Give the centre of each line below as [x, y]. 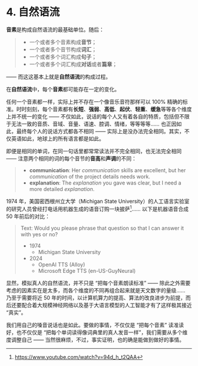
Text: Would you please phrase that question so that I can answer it [102, 228]
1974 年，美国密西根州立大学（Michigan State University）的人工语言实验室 [98, 201]
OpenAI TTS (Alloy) [62, 264]
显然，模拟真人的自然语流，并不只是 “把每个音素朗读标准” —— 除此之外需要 [98, 283]
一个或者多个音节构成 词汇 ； [63, 49]
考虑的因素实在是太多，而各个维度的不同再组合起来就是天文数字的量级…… [96, 290]
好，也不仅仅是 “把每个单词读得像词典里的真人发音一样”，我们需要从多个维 [97, 332]
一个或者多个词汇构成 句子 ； [63, 57]
